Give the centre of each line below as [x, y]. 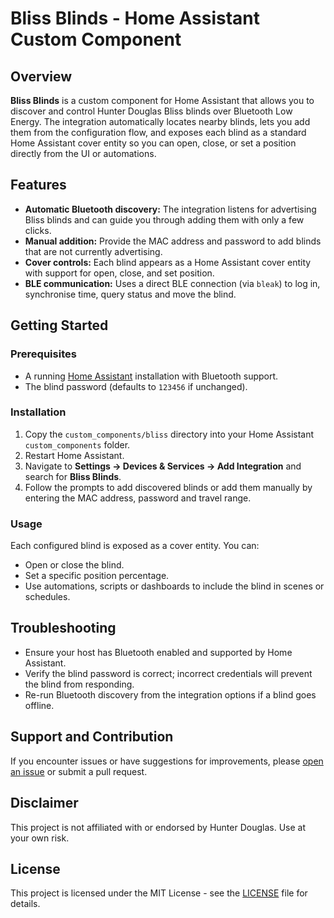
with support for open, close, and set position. [119, 273]
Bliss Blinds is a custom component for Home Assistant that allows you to [162, 100]
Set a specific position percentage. [97, 576]
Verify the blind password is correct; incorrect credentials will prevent [168, 673]
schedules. [47, 597]
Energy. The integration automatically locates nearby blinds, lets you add [160, 121]
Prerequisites [43, 354]
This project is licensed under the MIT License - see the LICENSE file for [159, 893]
